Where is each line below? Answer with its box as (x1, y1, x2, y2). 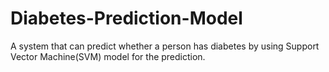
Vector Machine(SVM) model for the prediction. (10, 50, 206, 62)
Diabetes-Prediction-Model (10, 7, 243, 30)
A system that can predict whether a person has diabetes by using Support (10, 40, 320, 52)
